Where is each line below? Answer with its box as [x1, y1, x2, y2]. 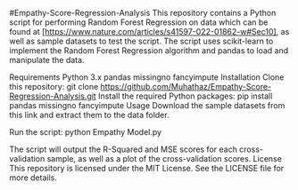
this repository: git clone [9, 82, 99, 91]
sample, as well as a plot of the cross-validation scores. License [46, 154, 283, 163]
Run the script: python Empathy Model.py [9, 127, 162, 137]
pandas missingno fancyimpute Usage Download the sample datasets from [9, 100, 286, 110]
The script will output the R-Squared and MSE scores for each [9, 144, 238, 154]
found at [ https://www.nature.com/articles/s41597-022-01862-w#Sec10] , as [9, 27, 290, 36]
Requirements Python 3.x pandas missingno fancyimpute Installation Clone [9, 72, 285, 83]
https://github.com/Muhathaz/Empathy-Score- [100, 82, 272, 91]
